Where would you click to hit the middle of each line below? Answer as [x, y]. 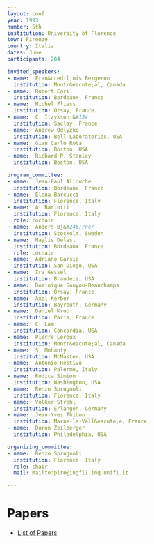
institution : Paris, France [54, 318]
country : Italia [31, 46]
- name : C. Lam [31, 324]
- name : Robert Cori [38, 91]
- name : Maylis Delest [42, 240]
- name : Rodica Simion [42, 376]
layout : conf [26, 14]
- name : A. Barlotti [38, 207]
